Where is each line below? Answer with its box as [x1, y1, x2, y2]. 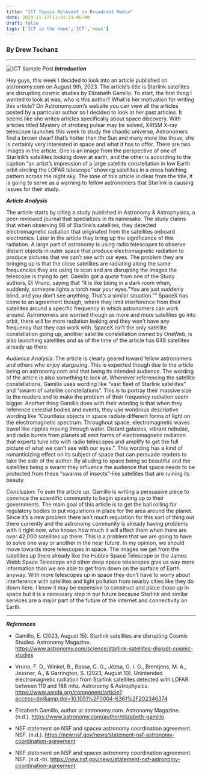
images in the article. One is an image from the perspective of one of [6, 147, 177, 154]
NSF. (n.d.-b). [14, 755, 49, 762]
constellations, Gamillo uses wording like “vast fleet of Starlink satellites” [6, 380, 186, 387]
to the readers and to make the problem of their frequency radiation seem [6, 393, 189, 400]
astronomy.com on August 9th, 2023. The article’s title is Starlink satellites [6, 82, 190, 90]
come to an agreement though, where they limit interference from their [6, 298, 182, 305]
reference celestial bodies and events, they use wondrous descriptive [6, 406, 179, 413]
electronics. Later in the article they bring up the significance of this [6, 234, 174, 241]
